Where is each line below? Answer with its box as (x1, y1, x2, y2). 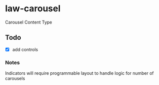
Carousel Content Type (5, 19, 52, 25)
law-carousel (5, 3, 61, 14)
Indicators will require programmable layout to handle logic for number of (5, 70, 154, 76)
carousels (5, 76, 26, 82)
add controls (12, 46, 39, 52)
